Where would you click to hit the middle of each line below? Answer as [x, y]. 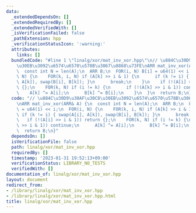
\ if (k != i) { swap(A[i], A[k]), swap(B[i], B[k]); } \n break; [104, 114]
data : [13, 11]
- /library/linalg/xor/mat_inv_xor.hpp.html [61, 196]
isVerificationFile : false [44, 142]
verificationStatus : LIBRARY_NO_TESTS [59, 163]
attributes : [26, 50]
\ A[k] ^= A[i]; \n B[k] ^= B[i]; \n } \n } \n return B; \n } [104, 93]
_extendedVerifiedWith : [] [44, 28]
